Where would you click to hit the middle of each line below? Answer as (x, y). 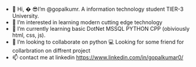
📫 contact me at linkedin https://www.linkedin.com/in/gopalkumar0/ (98, 57)
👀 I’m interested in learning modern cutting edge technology (87, 22)
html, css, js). (29, 35)
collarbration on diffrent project (51, 50)
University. (25, 16)
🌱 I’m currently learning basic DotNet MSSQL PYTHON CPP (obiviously (101, 29)
